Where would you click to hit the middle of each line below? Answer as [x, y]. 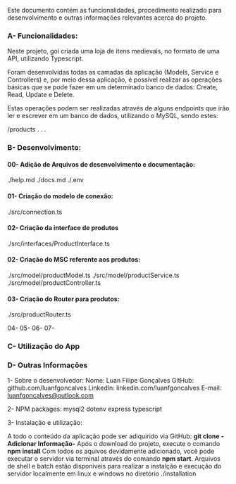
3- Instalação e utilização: [45, 423]
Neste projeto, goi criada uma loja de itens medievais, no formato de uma [113, 51]
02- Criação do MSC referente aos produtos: [74, 260]
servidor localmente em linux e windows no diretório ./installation [102, 473]
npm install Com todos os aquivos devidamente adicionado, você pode [111, 451]
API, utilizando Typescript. [45, 58]
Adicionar [22, 444]
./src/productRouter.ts [39, 314]
